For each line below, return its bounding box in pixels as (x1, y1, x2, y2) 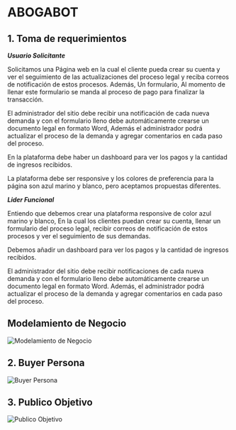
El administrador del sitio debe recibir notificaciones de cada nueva (7, 267, 204, 275)
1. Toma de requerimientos (7, 33, 127, 45)
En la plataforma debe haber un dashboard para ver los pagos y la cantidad (7, 153, 228, 161)
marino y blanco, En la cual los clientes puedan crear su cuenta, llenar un (7, 217, 221, 225)
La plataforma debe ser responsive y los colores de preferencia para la (7, 175, 214, 182)
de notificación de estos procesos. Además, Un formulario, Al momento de (7, 80, 225, 89)
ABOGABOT (7, 4, 79, 21)
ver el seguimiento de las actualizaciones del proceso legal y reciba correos (7, 72, 229, 81)
